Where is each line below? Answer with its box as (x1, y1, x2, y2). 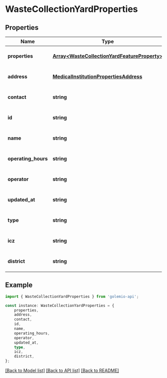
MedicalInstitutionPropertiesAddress (52, 73, 143, 80)
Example (5, 281, 33, 289)
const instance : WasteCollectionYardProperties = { (5, 303, 114, 308)
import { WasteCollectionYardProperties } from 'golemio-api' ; (5, 294, 139, 299)
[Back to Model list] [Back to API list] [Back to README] (5, 368, 119, 374)
